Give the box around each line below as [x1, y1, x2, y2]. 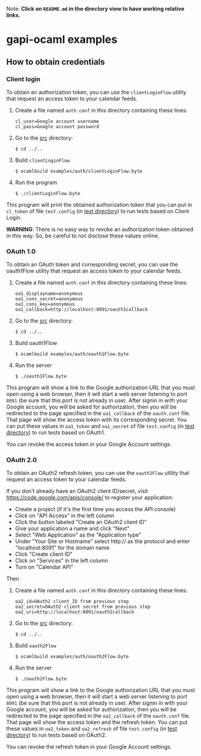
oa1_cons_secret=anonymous [14, 296, 83, 302]
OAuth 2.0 [6, 456, 37, 464]
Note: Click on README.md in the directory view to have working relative [6, 5, 185, 12]
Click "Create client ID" [14, 551, 73, 558]
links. [6, 11, 21, 19]
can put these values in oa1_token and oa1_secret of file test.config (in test [6, 422, 195, 430]
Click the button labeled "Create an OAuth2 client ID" [14, 519, 147, 526]
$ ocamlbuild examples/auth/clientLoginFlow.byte [14, 168, 143, 174]
